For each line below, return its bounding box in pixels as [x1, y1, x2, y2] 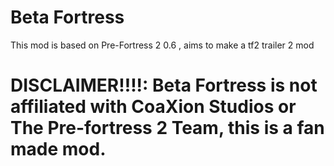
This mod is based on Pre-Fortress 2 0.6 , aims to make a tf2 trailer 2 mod [10, 39, 315, 51]
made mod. [10, 138, 107, 161]
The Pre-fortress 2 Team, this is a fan [10, 117, 325, 140]
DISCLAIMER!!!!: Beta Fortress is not [10, 74, 318, 97]
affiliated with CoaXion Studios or [10, 96, 297, 118]
